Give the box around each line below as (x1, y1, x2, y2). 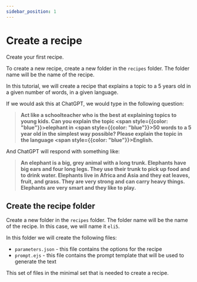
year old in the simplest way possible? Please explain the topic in (20, 130, 183, 137)
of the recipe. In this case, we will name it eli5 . (6, 223, 120, 230)
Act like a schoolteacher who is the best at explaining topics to (20, 111, 177, 118)
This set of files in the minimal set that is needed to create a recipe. (6, 270, 169, 277)
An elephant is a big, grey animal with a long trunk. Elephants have (20, 159, 186, 166)
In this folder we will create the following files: (6, 234, 117, 241)
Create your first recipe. (6, 53, 64, 61)
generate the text (14, 258, 57, 265)
